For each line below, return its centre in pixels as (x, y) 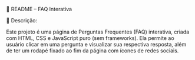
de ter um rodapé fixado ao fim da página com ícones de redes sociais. (92, 51)
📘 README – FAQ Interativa (39, 9)
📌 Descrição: (22, 20)
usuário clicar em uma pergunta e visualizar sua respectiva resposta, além (96, 44)
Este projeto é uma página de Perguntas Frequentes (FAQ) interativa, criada (98, 32)
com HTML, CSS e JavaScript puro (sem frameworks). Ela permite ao (90, 38)
